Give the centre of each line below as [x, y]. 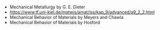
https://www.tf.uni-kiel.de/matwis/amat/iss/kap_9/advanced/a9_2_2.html [82, 12]
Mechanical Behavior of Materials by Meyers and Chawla [66, 17]
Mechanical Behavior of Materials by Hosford [55, 22]
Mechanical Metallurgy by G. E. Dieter [47, 7]
